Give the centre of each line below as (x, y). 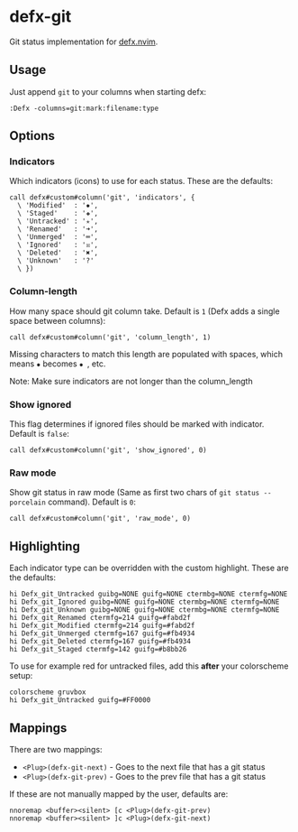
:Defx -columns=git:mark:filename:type (84, 108)
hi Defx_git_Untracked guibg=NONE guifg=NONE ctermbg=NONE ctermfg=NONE (149, 594)
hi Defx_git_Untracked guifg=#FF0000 (80, 700)
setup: (21, 676)
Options (32, 136)
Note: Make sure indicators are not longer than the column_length (131, 381)
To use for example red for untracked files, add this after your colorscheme (149, 666)
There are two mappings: (56, 749)
